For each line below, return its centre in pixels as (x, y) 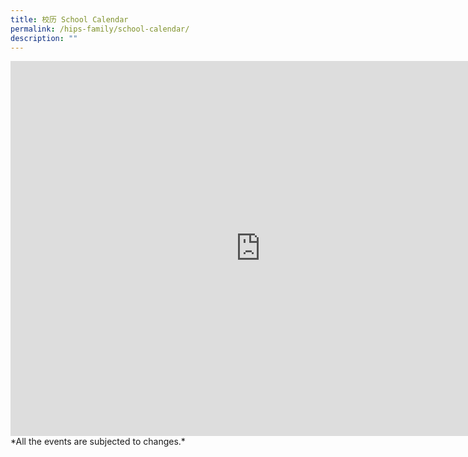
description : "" (44, 38)
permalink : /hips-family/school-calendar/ (100, 29)
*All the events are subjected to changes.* (98, 442)
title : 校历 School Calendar (69, 19)
